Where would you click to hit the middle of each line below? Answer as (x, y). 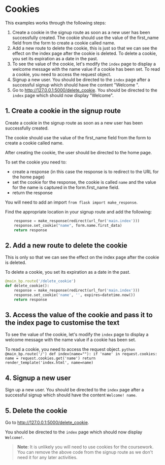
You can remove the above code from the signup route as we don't (85, 452)
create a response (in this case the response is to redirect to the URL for (85, 171)
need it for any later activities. (47, 457)
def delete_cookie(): (27, 286)
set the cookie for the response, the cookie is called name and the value (84, 182)
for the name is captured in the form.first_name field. (66, 187)
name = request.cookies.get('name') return (50, 359)
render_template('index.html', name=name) (49, 363)
